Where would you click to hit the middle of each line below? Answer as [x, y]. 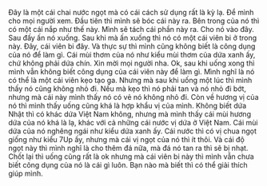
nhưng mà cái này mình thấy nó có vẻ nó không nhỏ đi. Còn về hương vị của [133, 97]
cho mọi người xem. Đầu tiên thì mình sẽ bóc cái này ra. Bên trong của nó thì [134, 21]
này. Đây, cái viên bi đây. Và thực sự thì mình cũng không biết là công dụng [132, 46]
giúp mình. [26, 173]
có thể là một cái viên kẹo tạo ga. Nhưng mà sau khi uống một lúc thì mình [130, 80]
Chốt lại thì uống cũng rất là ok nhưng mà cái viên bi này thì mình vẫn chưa [131, 156]
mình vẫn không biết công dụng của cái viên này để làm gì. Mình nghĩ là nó [132, 71]
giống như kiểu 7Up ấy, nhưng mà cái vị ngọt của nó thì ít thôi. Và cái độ [127, 139]
